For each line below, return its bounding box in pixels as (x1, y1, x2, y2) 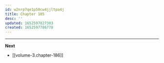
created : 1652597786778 (5, 25, 54, 30)
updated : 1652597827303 (5, 20, 54, 26)
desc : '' (5, 16, 23, 21)
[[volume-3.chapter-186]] (12, 52, 63, 58)
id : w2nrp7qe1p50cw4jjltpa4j (5, 7, 64, 12)
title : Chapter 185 (5, 12, 45, 16)
